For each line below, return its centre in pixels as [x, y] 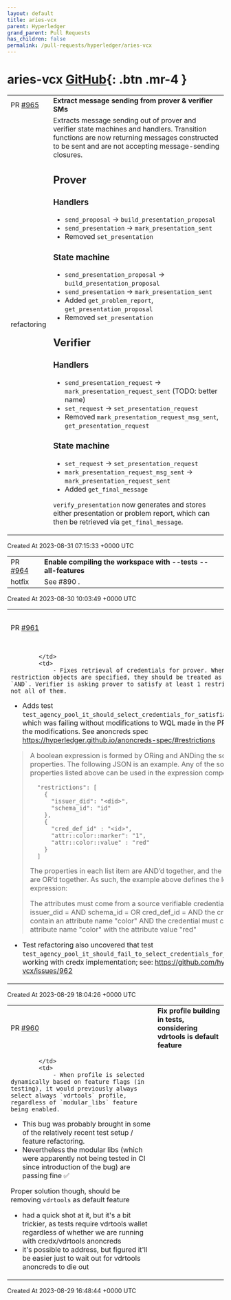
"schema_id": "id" [81, 808]
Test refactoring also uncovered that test [88, 945]
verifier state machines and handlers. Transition [130, 129]
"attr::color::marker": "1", [99, 835]
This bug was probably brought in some [87, 1124]
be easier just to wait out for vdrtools [81, 1258]
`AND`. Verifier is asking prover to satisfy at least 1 [106, 684]
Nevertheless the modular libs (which [82, 1149]
